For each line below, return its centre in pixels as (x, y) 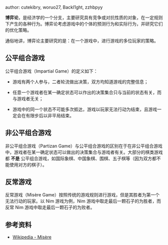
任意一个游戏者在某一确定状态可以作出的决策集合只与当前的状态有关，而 (87, 92)
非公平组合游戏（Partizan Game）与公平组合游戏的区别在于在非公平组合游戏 (84, 146)
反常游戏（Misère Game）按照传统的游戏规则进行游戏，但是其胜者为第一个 (82, 195)
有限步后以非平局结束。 (50, 115)
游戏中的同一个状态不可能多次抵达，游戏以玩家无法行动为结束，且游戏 (85, 109)
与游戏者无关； (28, 98)
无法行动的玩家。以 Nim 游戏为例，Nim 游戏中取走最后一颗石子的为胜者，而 (83, 201)
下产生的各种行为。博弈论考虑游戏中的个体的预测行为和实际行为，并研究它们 (84, 24)
